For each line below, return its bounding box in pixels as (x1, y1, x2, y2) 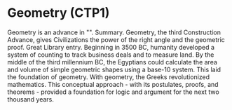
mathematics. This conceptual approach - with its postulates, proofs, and (7, 80, 219, 88)
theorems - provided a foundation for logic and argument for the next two (7, 88, 219, 96)
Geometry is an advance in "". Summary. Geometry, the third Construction (7, 28, 221, 36)
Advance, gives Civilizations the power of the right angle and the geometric (7, 35, 226, 43)
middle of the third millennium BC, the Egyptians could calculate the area (7, 57, 217, 66)
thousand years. (7, 95, 55, 103)
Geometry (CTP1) (7, 5, 110, 21)
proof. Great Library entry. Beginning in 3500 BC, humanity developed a (7, 43, 215, 51)
